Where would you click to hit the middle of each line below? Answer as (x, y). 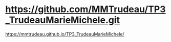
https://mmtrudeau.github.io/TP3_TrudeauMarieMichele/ (65, 34)
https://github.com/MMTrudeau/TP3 (85, 9)
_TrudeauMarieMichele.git (63, 20)
